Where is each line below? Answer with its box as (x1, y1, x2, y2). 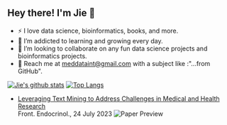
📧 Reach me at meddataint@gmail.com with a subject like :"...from (17, 59, 211, 67)
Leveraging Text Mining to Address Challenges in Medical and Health (17, 94, 220, 103)
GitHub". (17, 67, 43, 75)
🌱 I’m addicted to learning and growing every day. (17, 36, 163, 45)
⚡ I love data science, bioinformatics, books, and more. (17, 26, 179, 35)
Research (17, 102, 46, 110)
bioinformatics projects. (17, 51, 87, 60)
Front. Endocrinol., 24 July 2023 (17, 109, 112, 118)
